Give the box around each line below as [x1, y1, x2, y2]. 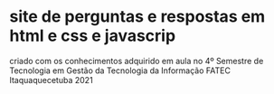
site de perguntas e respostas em [9, 6, 266, 27]
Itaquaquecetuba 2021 [9, 74, 93, 85]
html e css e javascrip [9, 25, 176, 46]
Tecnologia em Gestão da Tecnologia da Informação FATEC [9, 65, 231, 76]
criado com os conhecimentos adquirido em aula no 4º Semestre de [9, 55, 264, 66]
